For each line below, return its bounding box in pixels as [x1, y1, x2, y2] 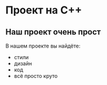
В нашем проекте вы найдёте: [5, 42, 81, 49]
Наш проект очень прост [5, 27, 101, 37]
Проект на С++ [5, 4, 82, 17]
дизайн [13, 60, 32, 67]
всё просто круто [13, 73, 58, 79]
